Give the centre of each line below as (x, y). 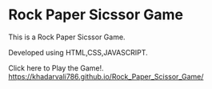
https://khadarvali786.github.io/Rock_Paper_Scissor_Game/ (106, 76)
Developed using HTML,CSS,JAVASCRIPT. (78, 52)
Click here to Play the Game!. (56, 68)
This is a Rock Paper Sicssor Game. (67, 37)
